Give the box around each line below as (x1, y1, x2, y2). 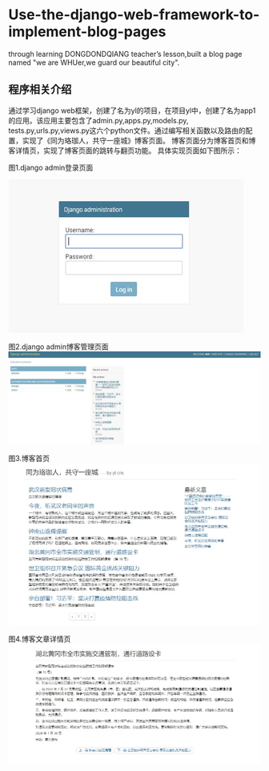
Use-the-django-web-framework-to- (8, 6, 260, 24)
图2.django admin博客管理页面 (8, 342, 109, 351)
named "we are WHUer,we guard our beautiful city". (8, 58, 180, 67)
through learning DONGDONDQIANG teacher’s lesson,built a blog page (8, 49, 243, 58)
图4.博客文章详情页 (8, 634, 71, 644)
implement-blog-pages (8, 22, 167, 41)
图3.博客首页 (8, 453, 50, 463)
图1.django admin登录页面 (8, 163, 94, 172)
